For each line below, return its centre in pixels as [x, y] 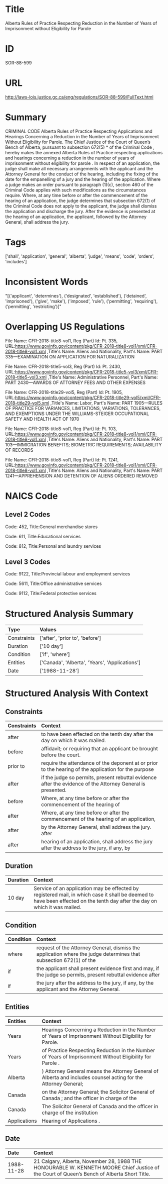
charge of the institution [70, 1113]
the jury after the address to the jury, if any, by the [95, 982]
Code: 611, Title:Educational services [43, 536]
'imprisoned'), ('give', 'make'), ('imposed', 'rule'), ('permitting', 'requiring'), [81, 301]
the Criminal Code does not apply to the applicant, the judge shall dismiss [81, 206]
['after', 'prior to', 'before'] [70, 638]
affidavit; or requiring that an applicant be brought [100, 749]
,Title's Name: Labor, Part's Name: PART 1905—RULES [106, 403]
